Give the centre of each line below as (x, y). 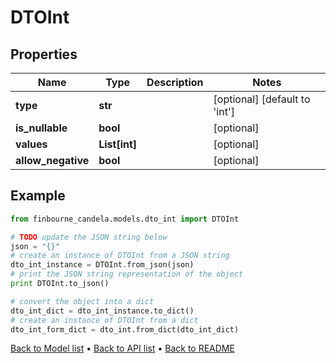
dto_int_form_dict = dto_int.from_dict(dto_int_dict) (125, 329)
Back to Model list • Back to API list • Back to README (122, 348)
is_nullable (41, 128)
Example (38, 196)
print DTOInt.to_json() (60, 284)
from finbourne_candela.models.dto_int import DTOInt (125, 219)
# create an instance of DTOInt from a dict (104, 320)
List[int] (118, 144)
